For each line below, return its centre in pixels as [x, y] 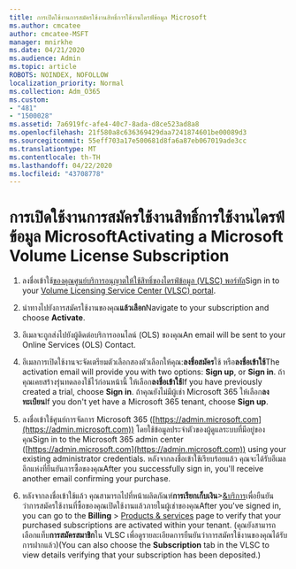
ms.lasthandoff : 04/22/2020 [61, 165]
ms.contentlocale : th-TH [55, 157]
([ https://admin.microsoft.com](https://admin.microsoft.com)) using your [154, 450]
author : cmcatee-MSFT [49, 34]
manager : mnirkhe [41, 42]
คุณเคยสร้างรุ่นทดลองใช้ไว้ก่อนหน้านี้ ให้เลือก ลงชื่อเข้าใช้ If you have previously [142, 382]
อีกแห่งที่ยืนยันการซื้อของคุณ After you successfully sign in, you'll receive [143, 469]
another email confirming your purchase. [96, 479]
